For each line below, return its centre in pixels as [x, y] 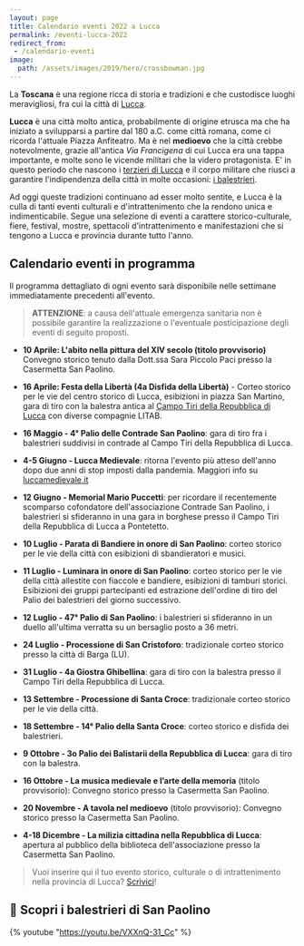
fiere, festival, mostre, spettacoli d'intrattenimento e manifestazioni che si [147, 225]
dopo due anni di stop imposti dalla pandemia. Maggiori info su [140, 470]
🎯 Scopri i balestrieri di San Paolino [110, 910]
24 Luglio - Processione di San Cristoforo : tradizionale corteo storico [153, 644]
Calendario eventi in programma [103, 264]
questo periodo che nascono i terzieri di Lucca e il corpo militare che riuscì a [152, 170]
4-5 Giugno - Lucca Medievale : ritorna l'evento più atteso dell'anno [149, 460]
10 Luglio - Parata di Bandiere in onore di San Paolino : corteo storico [152, 543]
